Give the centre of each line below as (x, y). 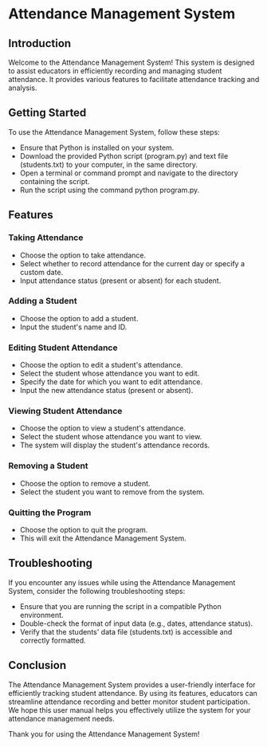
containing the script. (55, 181)
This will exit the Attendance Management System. (103, 538)
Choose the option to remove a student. (85, 483)
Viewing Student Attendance (65, 411)
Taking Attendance (46, 238)
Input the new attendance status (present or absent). (106, 391)
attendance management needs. (61, 718)
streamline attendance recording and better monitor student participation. (129, 702)
